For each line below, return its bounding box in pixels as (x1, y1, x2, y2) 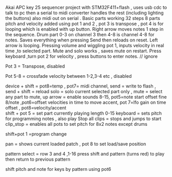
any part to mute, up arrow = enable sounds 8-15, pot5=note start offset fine (5, 94, 167, 100)
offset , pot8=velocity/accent (5, 105, 67, 110)
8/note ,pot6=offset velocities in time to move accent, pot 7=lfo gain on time (5, 99, 166, 105)
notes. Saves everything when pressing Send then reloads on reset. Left (5, 37, 158, 43)
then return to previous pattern (5, 156, 71, 162)
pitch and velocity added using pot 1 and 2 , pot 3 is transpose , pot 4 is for (5, 20, 164, 27)
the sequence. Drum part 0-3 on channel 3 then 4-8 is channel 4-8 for (5, 32, 155, 37)
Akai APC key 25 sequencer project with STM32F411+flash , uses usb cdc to (5, 5, 167, 10)
